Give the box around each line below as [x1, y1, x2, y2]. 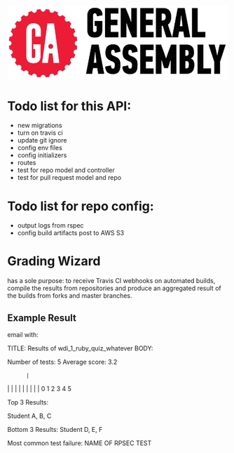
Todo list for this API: [7, 98, 132, 114]
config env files [17, 143, 63, 152]
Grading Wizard [7, 254, 101, 269]
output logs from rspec [17, 221, 84, 230]
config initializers [17, 151, 67, 159]
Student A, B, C [7, 412, 52, 420]
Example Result [7, 312, 77, 324]
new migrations [17, 122, 62, 130]
